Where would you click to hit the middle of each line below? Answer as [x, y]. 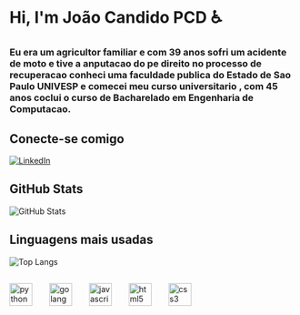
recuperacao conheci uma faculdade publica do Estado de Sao [150, 76]
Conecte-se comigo [67, 139]
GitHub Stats [46, 189]
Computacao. [40, 109]
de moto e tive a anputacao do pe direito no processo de [135, 64]
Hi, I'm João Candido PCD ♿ [116, 18]
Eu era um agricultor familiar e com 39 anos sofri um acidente [148, 53]
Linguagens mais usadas [81, 240]
